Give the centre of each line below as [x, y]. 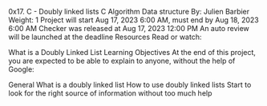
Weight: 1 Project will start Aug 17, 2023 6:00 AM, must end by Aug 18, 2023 [133, 20]
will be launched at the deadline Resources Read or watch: [105, 37]
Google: [21, 69]
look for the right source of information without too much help [110, 93]
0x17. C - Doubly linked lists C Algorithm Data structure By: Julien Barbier [129, 12]
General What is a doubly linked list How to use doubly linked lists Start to [130, 84]
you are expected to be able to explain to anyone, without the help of [122, 61]
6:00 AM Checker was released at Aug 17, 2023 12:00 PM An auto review [129, 28]
